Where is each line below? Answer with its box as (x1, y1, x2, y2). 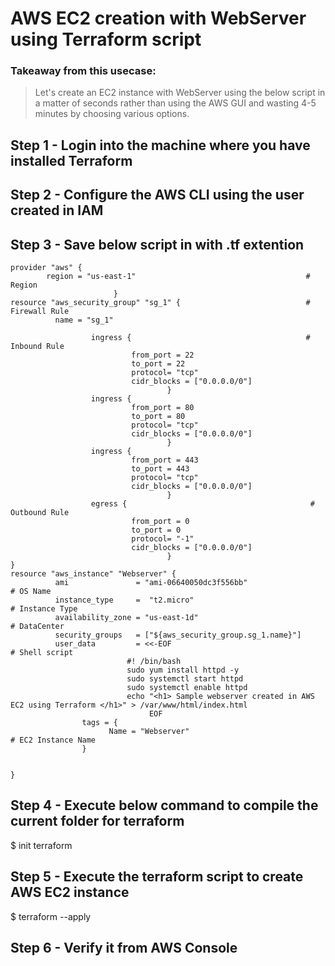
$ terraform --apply (10, 910, 92, 922)
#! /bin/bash (126, 657, 182, 667)
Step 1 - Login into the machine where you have (10, 137, 311, 154)
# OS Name (10, 587, 52, 597)
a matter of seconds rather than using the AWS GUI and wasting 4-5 (34, 97, 317, 109)
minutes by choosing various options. (34, 108, 190, 120)
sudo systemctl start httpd (126, 674, 244, 684)
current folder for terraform (10, 813, 185, 830)
